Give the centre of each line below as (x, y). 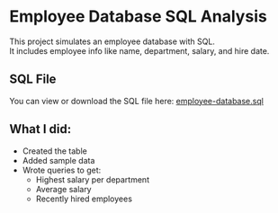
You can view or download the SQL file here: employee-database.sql (136, 101)
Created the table (54, 151)
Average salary (63, 189)
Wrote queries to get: (62, 170)
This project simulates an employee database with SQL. (112, 41)
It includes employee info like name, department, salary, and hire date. (139, 50)
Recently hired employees (84, 199)
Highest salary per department (93, 179)
